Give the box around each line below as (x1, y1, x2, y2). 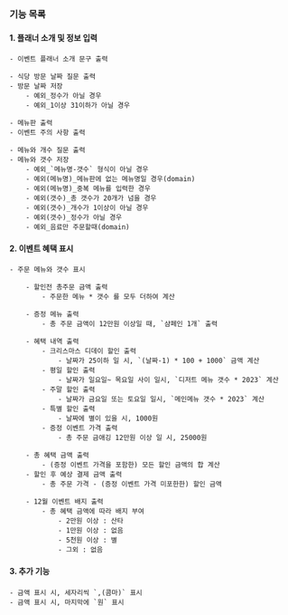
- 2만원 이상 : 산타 (57, 516, 124, 526)
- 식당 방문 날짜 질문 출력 (9, 72, 97, 82)
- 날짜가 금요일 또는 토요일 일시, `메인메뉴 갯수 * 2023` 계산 (57, 395, 265, 404)
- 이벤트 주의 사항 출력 (9, 129, 86, 138)
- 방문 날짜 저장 (9, 82, 63, 91)
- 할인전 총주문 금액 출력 (25, 283, 108, 292)
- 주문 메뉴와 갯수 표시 (9, 265, 86, 274)
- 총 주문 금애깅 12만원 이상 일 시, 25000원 (57, 433, 208, 443)
